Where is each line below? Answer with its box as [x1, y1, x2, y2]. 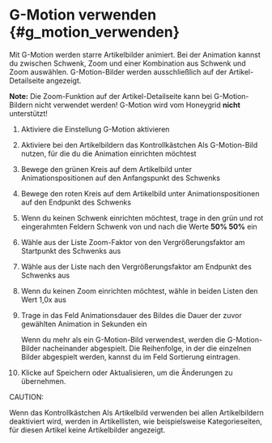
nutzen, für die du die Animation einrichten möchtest [20, 148, 197, 158]
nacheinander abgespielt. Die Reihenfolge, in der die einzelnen [42, 343, 252, 353]
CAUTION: [9, 392, 44, 402]
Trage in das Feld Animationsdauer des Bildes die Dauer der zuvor [20, 310, 242, 320]
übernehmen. [20, 376, 66, 386]
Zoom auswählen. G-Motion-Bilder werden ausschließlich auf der [9, 67, 227, 76]
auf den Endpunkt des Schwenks [20, 197, 132, 207]
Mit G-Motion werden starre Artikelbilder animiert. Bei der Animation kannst [9, 49, 261, 59]
